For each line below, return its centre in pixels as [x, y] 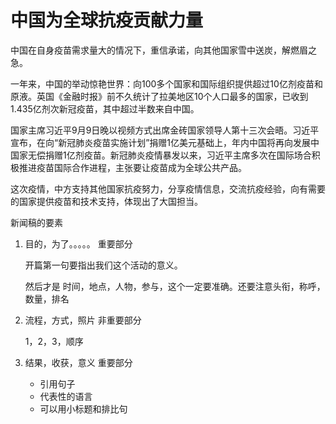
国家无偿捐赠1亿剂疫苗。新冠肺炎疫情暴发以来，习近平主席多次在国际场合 [161, 155]
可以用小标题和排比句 [83, 408]
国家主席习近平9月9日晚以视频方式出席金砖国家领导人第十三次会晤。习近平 [165, 130]
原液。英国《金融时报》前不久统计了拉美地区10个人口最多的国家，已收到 [159, 96]
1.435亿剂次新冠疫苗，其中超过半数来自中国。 [105, 108]
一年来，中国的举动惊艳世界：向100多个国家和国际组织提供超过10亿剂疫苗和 [166, 83]
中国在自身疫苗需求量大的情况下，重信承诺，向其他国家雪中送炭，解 [150, 50]
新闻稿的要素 [36, 222]
